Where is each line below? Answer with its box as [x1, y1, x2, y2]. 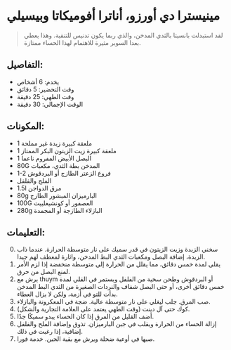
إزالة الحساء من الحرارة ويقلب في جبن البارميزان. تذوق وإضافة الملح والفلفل [16, 320, 217, 328]
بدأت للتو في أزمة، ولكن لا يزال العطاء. [16, 290, 118, 299]
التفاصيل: [6, 59, 44, 71]
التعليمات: [6, 226, 46, 238]
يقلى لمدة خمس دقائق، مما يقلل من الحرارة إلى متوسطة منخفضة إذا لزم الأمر [16, 260, 221, 268]
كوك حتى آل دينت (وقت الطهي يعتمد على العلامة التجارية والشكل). [16, 305, 190, 313]
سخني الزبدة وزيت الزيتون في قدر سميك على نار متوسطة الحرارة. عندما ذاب [16, 245, 218, 254]
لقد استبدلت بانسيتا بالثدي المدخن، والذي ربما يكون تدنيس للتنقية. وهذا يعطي [23, 31, 223, 39]
